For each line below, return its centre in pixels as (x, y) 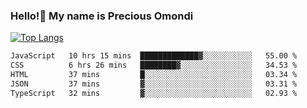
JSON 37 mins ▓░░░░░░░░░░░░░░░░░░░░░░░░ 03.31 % (154, 84)
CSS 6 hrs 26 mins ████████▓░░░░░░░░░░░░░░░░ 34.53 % (154, 65)
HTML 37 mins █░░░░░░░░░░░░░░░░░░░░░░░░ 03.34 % (154, 75)
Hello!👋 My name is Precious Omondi (102, 16)
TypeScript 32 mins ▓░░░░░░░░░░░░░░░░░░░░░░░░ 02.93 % (154, 93)
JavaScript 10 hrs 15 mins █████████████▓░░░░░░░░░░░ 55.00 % (154, 56)
